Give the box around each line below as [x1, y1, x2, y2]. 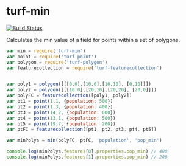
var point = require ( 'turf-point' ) [6, 54, 97, 60]
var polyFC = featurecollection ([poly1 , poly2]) [6, 92, 132, 99]
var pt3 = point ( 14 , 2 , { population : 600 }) [6, 109, 116, 116]
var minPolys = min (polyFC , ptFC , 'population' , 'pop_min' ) [6, 137, 163, 144]
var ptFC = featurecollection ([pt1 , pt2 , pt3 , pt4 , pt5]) [6, 126, 157, 133]
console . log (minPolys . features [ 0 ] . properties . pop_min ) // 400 [6, 148, 168, 154]
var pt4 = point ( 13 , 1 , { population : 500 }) [6, 115, 116, 121]
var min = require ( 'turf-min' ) [6, 47, 86, 54]
